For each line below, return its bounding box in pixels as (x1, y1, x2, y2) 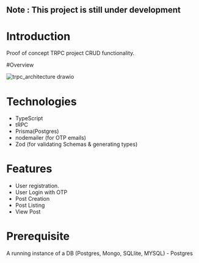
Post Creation (15, 195, 50, 203)
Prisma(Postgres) (15, 128, 59, 135)
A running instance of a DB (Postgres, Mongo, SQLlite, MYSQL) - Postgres (6, 250, 194, 257)
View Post (15, 208, 41, 215)
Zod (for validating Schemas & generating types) (15, 140, 138, 148)
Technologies (6, 95, 78, 109)
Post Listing (15, 201, 45, 209)
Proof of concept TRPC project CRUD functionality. (6, 49, 135, 57)
